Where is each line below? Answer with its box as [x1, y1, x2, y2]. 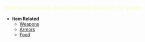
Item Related [12, 15, 39, 21]
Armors [19, 26, 36, 32]
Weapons [19, 21, 40, 27]
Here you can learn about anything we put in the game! [5, 4, 141, 11]
